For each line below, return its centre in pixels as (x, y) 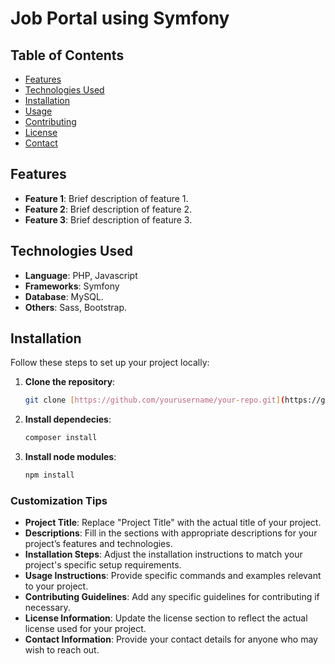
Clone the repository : (70, 382)
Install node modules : (70, 457)
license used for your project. (85, 629)
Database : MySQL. (64, 296)
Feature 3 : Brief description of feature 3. (108, 219)
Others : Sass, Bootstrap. (76, 307)
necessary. (47, 608)
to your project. (56, 586)
